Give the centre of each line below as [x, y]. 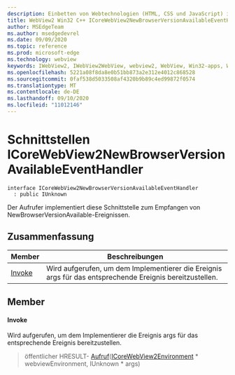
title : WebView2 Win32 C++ [47, 20]
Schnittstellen [49, 140]
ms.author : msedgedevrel [43, 33]
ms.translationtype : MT [42, 86]
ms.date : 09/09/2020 [37, 40]
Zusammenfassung [51, 237]
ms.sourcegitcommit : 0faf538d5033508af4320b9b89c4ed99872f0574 [101, 79]
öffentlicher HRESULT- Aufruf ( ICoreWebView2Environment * [111, 356]
